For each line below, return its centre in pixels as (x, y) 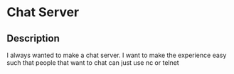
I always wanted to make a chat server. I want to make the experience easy (117, 55)
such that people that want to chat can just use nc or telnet (93, 63)
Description (33, 38)
